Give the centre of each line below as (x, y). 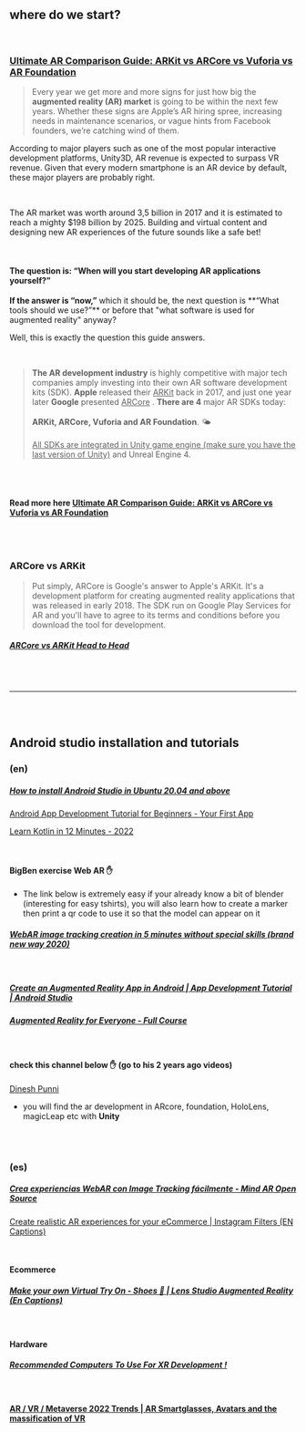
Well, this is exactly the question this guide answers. (107, 337)
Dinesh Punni (34, 1088)
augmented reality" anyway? (63, 320)
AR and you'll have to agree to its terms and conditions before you (156, 615)
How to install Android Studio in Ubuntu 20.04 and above (120, 790)
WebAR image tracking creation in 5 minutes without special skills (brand (152, 934)
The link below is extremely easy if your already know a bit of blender (153, 894)
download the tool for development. (99, 625)
